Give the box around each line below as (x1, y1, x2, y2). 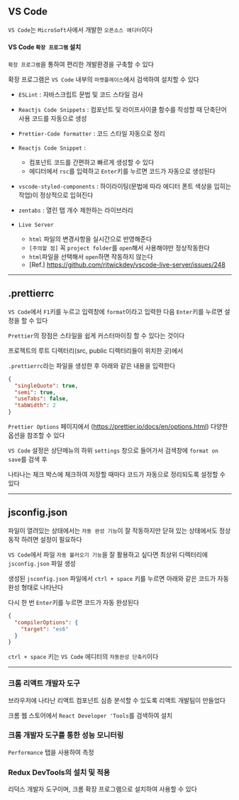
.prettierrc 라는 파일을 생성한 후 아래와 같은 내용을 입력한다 (8, 361, 176, 370)
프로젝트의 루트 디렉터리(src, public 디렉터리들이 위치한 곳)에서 (8, 346, 184, 355)
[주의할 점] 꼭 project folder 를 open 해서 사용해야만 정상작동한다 (28, 244, 210, 252)
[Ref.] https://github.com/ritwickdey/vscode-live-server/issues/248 (28, 260, 226, 269)
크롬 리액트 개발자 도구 (8, 679, 81, 689)
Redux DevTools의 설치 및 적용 (8, 767, 111, 777)
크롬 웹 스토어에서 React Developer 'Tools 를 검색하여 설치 (8, 711, 173, 719)
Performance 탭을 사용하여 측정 (8, 748, 94, 756)
